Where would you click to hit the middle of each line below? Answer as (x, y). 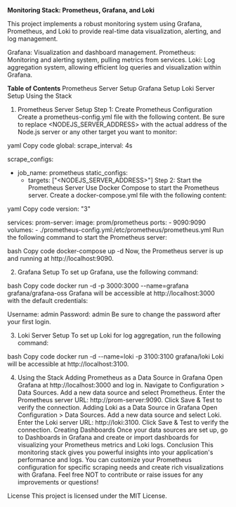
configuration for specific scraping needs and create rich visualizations (120, 467)
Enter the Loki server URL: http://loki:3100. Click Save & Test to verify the (123, 422)
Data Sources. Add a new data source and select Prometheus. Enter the (121, 392)
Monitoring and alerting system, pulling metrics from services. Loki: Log (111, 60)
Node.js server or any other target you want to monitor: (97, 132)
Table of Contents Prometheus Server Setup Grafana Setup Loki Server (111, 88)
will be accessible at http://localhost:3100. (68, 364)
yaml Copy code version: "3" (49, 209)
